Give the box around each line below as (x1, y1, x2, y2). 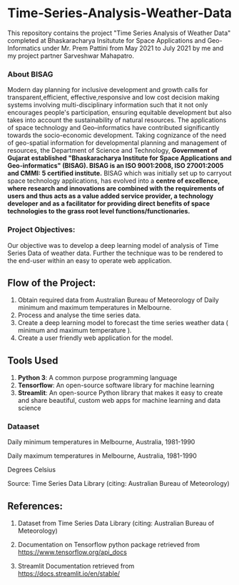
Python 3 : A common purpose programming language (17, 374, 178, 382)
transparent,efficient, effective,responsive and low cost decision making (7, 93, 220, 101)
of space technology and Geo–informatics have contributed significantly (7, 124, 220, 132)
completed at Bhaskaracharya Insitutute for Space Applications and (7, 36, 206, 44)
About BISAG (7, 69, 54, 79)
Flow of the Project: (7, 276, 96, 289)
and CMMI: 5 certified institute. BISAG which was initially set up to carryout (7, 169, 232, 178)
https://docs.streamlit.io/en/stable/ (17, 569, 120, 578)
